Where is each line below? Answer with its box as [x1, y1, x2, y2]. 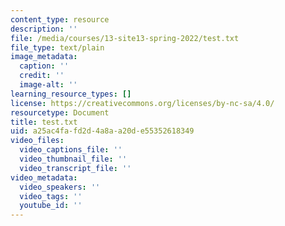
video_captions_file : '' [19, 145, 123, 155]
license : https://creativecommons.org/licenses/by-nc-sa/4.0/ [10, 98, 275, 108]
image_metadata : [10, 52, 78, 62]
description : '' [10, 24, 78, 34]
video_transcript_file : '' [19, 163, 132, 173]
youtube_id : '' [19, 201, 83, 211]
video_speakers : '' [19, 182, 101, 192]
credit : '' [19, 71, 65, 81]
